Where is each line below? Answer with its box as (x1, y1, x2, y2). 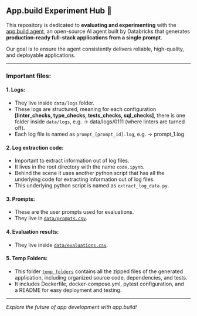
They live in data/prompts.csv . (14, 215, 88, 222)
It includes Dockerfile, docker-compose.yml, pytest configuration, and (14, 280, 185, 287)
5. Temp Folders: (6, 255, 48, 262)
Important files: (6, 72, 52, 80)
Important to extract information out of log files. (14, 157, 130, 164)
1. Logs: (6, 86, 25, 93)
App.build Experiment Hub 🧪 (6, 6, 113, 16)
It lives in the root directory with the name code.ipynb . (14, 163, 145, 170)
